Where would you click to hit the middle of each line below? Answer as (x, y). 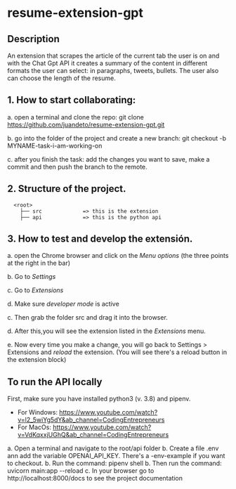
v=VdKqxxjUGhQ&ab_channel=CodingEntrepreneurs (93, 435)
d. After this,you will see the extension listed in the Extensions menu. (106, 331)
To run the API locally (55, 382)
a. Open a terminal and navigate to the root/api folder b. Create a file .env (113, 448)
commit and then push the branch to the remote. (77, 167)
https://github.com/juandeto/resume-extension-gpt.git (86, 124)
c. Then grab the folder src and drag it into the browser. (88, 318)
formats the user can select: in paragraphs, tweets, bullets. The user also (113, 71)
